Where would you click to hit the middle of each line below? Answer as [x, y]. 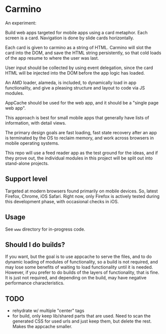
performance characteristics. [35, 283]
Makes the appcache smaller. [42, 327]
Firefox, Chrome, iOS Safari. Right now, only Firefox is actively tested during [83, 196]
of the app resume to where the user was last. [52, 58]
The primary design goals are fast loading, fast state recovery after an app [81, 132]
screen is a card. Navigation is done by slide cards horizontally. [70, 38]
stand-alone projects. [27, 163]
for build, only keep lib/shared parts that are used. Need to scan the [82, 316]
